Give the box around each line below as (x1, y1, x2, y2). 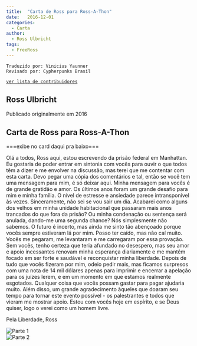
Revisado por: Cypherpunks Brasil (6, 68, 91, 74)
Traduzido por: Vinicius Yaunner (6, 63, 88, 69)
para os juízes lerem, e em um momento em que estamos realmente (6, 273, 171, 281)
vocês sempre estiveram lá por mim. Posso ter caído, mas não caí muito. (6, 229, 183, 236)
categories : (6, 19, 35, 25)
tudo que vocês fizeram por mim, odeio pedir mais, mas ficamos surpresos (6, 261, 189, 268)
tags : (6, 42, 19, 48)
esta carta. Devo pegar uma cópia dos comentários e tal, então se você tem (6, 173, 191, 180)
